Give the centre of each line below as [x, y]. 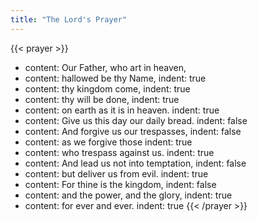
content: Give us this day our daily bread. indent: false [136, 120]
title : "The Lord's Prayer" [69, 19]
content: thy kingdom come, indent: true [107, 88]
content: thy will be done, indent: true [102, 99]
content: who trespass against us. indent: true [119, 152]
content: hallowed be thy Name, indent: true [115, 78]
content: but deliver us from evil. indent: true [116, 173]
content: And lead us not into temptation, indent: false [135, 163]
